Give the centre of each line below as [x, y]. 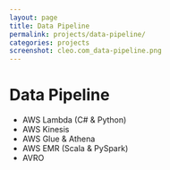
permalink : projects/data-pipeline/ [77, 34]
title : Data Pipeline [50, 26]
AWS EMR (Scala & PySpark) [75, 149]
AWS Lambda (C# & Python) [74, 120]
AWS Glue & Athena [59, 139]
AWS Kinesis [46, 130]
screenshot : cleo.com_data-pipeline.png [86, 51]
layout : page [34, 17]
